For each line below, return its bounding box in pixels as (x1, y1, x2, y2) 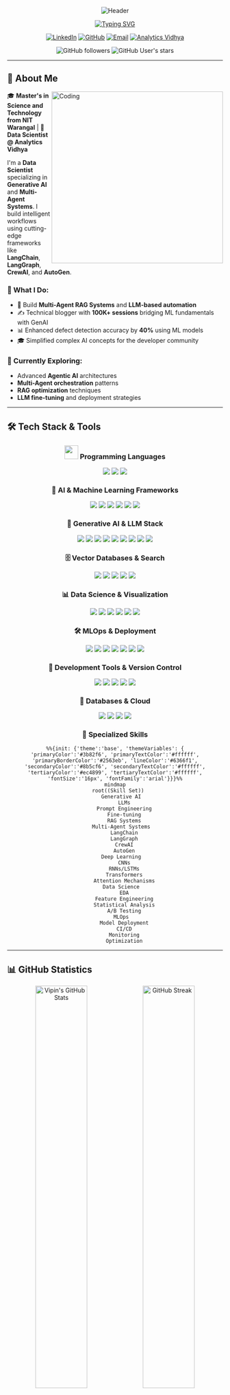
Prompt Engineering (97, 805, 152, 812)
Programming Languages (79, 451, 166, 461)
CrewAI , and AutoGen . (7, 268, 72, 276)
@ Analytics (7, 137, 43, 146)
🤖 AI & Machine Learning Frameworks (51, 485, 179, 495)
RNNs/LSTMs (108, 866, 140, 873)
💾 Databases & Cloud (79, 696, 151, 706)
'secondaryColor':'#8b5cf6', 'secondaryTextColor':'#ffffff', (24, 763, 206, 770)
